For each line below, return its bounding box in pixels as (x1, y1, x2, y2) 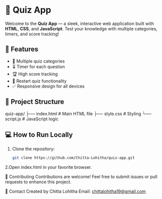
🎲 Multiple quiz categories (12, 58, 65, 64)
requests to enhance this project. (5, 179, 72, 185)
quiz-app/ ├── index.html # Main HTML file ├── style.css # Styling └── (5, 111, 152, 116)
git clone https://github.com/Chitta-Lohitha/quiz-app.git (12, 155, 135, 160)
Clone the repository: (12, 146, 55, 152)
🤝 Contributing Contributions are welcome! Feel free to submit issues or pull (5, 174, 158, 180)
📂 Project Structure (5, 98, 64, 106)
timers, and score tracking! (5, 31, 60, 37)
